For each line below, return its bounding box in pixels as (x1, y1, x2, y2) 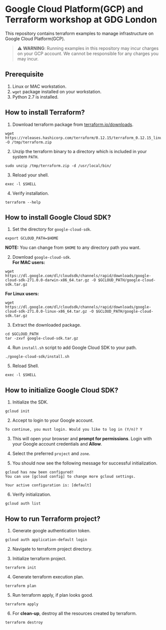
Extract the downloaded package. (12, 322, 82, 328)
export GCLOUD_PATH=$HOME (5, 236, 58, 241)
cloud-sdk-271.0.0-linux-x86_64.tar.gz (5, 309, 87, 314)
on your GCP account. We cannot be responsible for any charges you (17, 51, 159, 57)
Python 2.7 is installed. (12, 94, 59, 100)
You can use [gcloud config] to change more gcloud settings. (5, 474, 136, 479)
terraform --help (5, 200, 41, 205)
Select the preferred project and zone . (12, 451, 90, 457)
